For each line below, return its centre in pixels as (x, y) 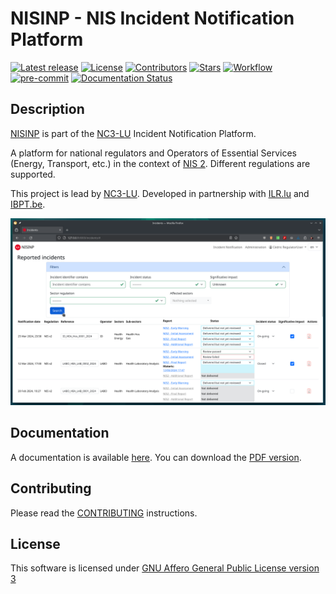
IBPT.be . (28, 204)
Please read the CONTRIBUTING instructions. (104, 513)
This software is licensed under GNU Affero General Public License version (165, 568)
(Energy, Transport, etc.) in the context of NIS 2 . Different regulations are (160, 163)
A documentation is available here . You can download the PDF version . (156, 457)
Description (47, 109)
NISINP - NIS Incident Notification (152, 18)
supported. (33, 174)
